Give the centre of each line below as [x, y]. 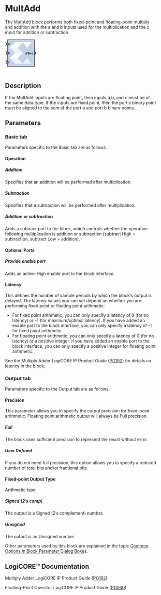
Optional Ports [20, 250]
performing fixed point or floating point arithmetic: [55, 306]
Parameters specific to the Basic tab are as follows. [56, 147]
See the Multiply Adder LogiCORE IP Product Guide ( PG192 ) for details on [78, 360]
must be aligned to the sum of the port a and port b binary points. [70, 108]
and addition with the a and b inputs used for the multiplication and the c [77, 27]
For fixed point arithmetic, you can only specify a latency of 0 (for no [80, 315]
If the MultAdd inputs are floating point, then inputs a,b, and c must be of [78, 97]
